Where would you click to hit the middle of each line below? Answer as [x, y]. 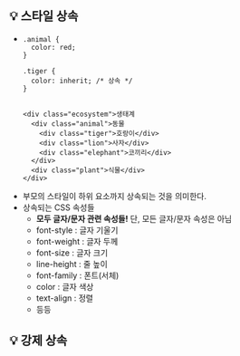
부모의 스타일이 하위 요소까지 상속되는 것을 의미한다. [114, 196]
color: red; [53, 47]
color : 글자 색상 [65, 286]
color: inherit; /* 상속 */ [82, 81]
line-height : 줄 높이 [72, 264]
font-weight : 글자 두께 [77, 241]
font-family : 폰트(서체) [77, 275]
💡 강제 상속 [38, 341]
